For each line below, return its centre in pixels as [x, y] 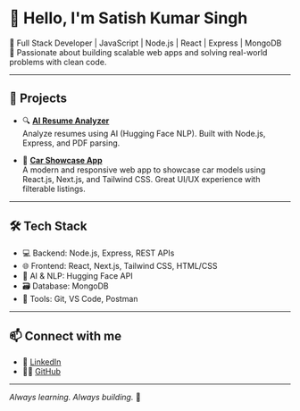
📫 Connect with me [66, 336]
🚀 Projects [38, 99]
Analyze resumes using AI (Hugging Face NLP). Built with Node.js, [144, 133]
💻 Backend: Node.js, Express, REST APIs [98, 253]
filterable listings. [54, 189]
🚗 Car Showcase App [62, 160]
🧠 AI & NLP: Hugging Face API [77, 275]
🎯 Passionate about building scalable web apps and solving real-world [138, 52]
